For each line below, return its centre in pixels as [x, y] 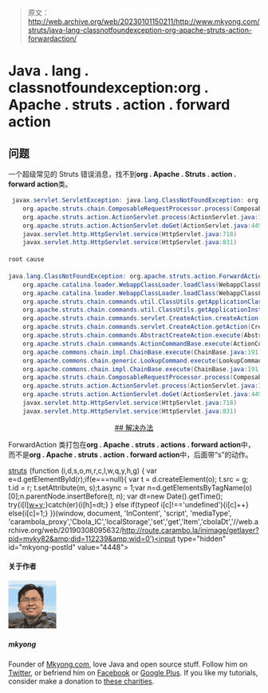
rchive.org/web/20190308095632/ [65, 530]
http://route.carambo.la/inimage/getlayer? [191, 530]
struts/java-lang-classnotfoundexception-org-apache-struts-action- [140, 30]
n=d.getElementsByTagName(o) [200, 487]
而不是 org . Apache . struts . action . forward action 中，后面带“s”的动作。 [130, 455]
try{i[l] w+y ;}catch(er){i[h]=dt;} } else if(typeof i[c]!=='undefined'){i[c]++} [129, 504]
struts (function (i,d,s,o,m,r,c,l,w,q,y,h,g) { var [83, 471]
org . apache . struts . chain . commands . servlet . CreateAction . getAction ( [137, 327]
